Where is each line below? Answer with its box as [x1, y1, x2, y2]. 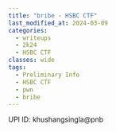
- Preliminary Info [15, 71, 80, 79]
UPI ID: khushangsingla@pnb [8, 115, 104, 124]
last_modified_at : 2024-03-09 [8, 19, 109, 27]
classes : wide [8, 56, 56, 64]
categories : [8, 26, 48, 34]
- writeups [15, 33, 52, 42]
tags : [8, 64, 26, 72]
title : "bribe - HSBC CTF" [8, 11, 98, 20]
